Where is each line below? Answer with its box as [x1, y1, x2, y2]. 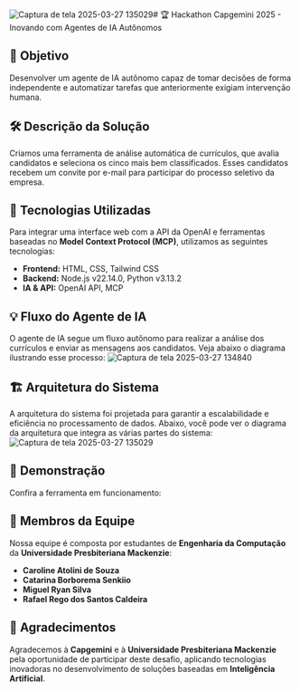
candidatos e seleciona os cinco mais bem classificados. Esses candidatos [9, 157, 289, 168]
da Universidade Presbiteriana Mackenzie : [9, 547, 173, 558]
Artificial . [9, 673, 45, 684]
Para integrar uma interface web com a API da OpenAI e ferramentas [9, 226, 266, 237]
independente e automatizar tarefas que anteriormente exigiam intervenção [9, 82, 291, 92]
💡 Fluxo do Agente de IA [9, 309, 147, 324]
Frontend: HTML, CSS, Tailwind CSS [22, 264, 160, 274]
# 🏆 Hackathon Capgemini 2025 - [153, 9, 282, 20]
